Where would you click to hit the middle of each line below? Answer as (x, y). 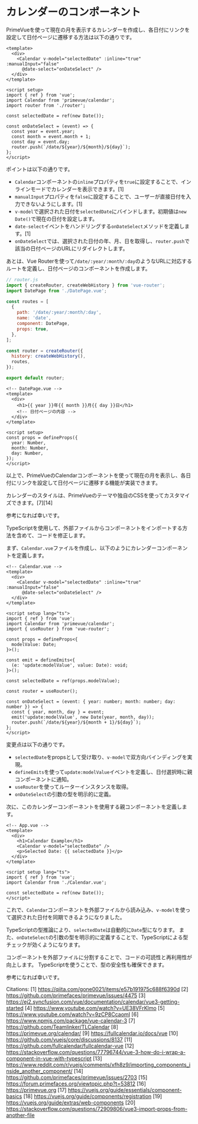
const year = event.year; (43, 131)
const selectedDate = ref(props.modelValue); (63, 681)
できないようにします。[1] (51, 204)
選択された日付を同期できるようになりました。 (68, 917)
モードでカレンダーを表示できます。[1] (77, 189)
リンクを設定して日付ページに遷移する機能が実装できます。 (88, 483)
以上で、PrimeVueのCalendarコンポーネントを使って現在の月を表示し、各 (96, 475)
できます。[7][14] (32, 502)
